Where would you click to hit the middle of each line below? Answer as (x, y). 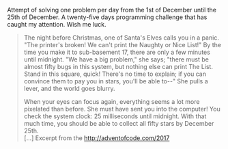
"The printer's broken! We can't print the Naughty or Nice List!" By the (123, 45)
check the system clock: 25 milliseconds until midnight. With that (115, 116)
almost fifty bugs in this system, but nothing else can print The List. (118, 67)
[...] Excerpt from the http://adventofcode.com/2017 (97, 138)
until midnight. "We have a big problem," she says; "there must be (116, 59)
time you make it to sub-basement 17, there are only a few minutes (117, 52)
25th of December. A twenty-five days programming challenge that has (107, 17)
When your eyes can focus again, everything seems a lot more (112, 101)
